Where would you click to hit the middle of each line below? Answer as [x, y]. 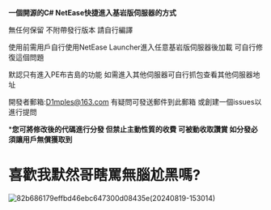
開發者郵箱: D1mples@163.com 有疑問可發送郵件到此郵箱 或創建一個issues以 [135, 102]
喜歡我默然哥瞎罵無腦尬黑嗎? [104, 176]
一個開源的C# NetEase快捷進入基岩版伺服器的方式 [92, 13]
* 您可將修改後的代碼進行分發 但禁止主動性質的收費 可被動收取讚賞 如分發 [129, 129]
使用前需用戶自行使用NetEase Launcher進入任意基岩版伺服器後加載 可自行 [132, 47]
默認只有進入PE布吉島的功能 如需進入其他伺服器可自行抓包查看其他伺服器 [131, 75]
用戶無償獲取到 [47, 139]
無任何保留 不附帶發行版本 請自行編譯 [71, 30]
